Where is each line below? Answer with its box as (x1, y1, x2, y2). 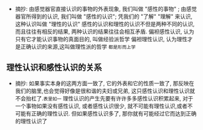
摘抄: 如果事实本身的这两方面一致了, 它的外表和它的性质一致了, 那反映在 (15, 79, 195, 86)
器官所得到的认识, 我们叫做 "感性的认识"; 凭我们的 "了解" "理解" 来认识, (15, 13, 193, 20)
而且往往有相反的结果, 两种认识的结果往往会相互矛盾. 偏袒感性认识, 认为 (15, 28, 195, 35)
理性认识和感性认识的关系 (6, 62, 102, 73)
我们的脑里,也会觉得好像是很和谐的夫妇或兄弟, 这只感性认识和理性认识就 (15, 87, 195, 94)
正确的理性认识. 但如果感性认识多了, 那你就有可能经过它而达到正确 (31, 109, 197, 117)
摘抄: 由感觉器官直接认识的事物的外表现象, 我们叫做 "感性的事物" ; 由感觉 (15, 5, 197, 12)
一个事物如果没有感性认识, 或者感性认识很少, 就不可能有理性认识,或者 (15, 102, 188, 109)
